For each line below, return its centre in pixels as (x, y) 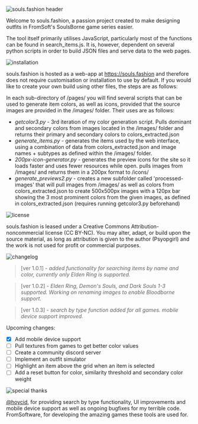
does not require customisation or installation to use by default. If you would (99, 80)
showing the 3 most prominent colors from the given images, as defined (102, 197)
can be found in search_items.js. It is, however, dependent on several (90, 45)
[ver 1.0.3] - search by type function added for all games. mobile (99, 310)
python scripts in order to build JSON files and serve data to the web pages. (99, 51)
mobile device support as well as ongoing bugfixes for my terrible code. (94, 409)
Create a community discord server (58, 352)
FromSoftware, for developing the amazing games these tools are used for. (97, 415)
